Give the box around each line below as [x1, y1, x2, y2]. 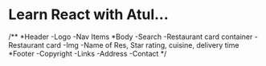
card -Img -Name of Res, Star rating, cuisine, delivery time [46, 40, 239, 49]
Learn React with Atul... [8, 6, 169, 24]
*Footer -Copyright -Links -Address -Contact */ [8, 49, 167, 58]
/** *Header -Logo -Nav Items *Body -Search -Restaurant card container [8, 32, 253, 41]
